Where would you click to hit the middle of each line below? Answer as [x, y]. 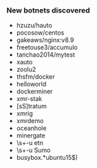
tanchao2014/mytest [45, 55]
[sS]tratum [32, 106]
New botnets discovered [48, 10]
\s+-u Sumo [33, 150]
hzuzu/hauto [34, 26]
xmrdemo [30, 121]
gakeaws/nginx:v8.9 [45, 40]
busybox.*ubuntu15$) [47, 158]
